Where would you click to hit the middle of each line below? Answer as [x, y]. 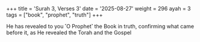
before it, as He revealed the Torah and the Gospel [69, 33]
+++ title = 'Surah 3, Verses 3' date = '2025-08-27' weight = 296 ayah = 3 [98, 9]
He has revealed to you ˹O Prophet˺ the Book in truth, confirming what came [100, 26]
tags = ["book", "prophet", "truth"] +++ [55, 15]
